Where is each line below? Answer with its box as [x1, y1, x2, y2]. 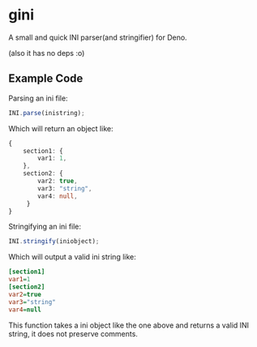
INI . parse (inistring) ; [8, 109, 85, 117]
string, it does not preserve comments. [8, 328, 138, 338]
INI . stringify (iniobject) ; [8, 238, 100, 246]
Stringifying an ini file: [8, 221, 82, 232]
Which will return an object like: [8, 123, 114, 133]
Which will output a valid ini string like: [8, 252, 136, 262]
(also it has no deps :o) [8, 48, 85, 58]
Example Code [8, 71, 84, 86]
